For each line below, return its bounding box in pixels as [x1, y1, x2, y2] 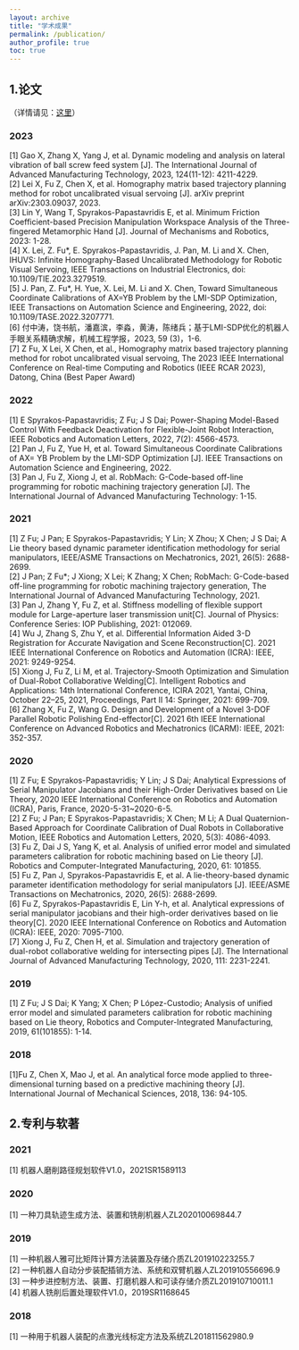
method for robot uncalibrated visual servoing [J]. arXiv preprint [9, 189, 245, 199]
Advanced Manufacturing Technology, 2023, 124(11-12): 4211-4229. [9, 169, 259, 180]
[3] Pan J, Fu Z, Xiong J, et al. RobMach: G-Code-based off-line [9, 471, 244, 482]
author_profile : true [9, 38, 90, 47]
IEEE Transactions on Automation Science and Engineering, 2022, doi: [9, 302, 268, 313]
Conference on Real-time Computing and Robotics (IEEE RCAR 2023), [9, 363, 266, 373]
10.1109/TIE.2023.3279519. [9, 273, 107, 284]
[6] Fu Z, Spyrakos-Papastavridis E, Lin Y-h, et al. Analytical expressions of [9, 899, 286, 910]
